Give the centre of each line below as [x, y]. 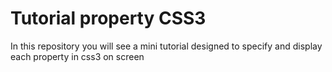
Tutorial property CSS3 [108, 18]
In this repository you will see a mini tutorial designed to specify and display [166, 46]
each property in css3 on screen [77, 56]
